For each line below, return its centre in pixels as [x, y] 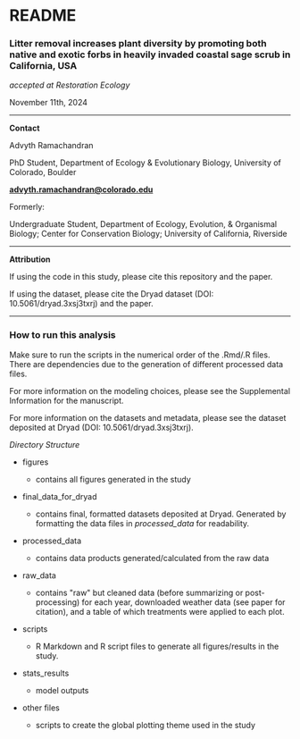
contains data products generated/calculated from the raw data [152, 558]
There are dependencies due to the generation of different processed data [146, 364]
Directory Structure [45, 444]
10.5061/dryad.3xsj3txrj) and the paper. [81, 304]
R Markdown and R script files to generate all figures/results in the [157, 646]
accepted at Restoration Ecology [70, 85]
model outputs [62, 690]
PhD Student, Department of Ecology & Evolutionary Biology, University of [145, 163]
